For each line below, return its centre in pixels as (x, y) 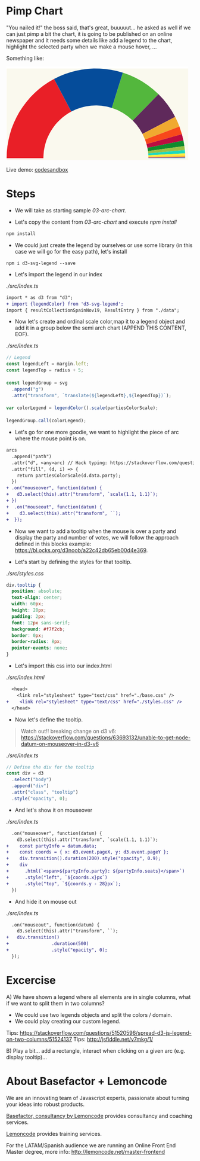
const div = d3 (25, 773)
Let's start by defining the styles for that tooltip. (73, 562)
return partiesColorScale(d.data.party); (69, 476)
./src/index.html (25, 677)
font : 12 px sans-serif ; (41, 623)
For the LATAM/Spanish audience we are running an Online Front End (91, 1145)
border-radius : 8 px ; (37, 642)
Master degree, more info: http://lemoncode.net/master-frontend (86, 1151)
